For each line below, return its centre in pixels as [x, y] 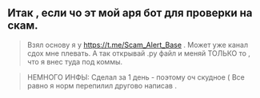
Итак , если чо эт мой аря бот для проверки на [130, 13]
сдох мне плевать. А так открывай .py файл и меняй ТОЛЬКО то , [139, 53]
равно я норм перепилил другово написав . [102, 85]
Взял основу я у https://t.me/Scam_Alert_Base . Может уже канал [138, 45]
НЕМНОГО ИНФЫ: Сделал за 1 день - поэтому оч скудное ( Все [136, 77]
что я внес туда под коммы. [75, 61]
